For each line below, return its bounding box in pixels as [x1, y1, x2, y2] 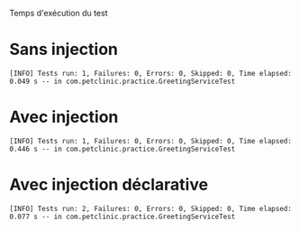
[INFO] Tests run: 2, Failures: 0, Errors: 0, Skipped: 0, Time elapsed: [9, 204, 293, 213]
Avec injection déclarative [9, 175, 209, 195]
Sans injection [9, 40, 119, 60]
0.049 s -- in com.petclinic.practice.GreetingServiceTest [9, 77, 236, 86]
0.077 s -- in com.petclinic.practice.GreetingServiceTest [9, 212, 236, 221]
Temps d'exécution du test [9, 8, 108, 18]
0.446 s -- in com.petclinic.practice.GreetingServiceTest [9, 144, 236, 153]
